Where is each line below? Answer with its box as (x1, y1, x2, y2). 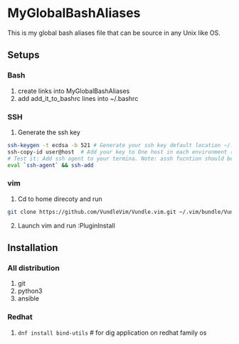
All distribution (7, 263, 60, 273)
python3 (17, 286, 43, 296)
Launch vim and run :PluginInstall (17, 221, 115, 230)
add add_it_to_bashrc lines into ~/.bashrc (17, 94, 139, 102)
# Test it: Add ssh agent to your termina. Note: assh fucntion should (7, 155, 224, 162)
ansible (17, 294, 39, 303)
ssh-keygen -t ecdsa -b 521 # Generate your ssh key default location (7, 141, 221, 149)
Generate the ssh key (17, 128, 80, 136)
